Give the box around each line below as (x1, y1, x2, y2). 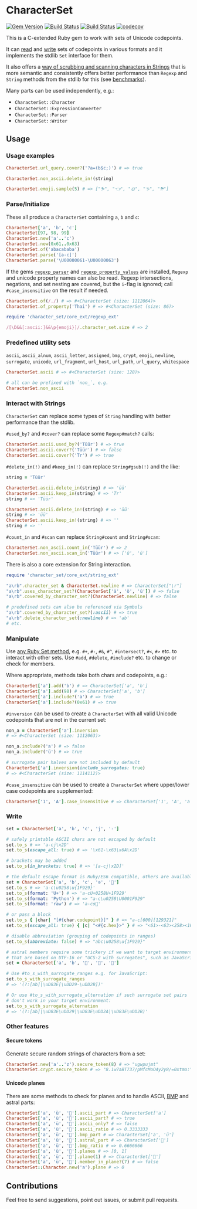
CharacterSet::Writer (14, 118, 67, 124)
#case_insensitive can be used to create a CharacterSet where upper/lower (6, 781, 189, 788)
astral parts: (6, 1099, 35, 1106)
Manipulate (6, 634, 39, 643)
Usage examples (6, 152, 55, 160)
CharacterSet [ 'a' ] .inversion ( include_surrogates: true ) (6, 765, 145, 771)
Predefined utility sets (6, 338, 71, 347)
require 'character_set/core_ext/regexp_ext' (6, 314, 119, 320)
